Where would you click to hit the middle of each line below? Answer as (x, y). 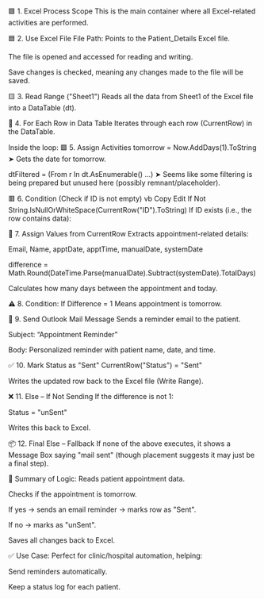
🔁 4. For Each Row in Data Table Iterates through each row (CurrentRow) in (130, 123)
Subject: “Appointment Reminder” (63, 334)
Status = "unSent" (38, 412)
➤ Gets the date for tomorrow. (57, 159)
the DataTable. (32, 132)
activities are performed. (48, 23)
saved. (19, 81)
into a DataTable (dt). (42, 108)
